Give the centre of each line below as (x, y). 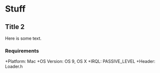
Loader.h (14, 67)
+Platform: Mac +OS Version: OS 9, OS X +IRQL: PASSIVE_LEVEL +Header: (80, 61)
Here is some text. (23, 38)
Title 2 (15, 27)
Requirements (22, 51)
